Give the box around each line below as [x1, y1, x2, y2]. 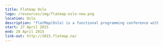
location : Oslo [5, 16, 36, 21]
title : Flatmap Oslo [5, 7, 47, 12]
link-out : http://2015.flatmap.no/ [5, 34, 77, 39]
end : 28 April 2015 [5, 29, 45, 34]
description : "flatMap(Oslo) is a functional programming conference [5, 20, 149, 25]
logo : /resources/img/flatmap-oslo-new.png [5, 11, 95, 16]
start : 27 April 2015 [5, 25, 49, 30]
